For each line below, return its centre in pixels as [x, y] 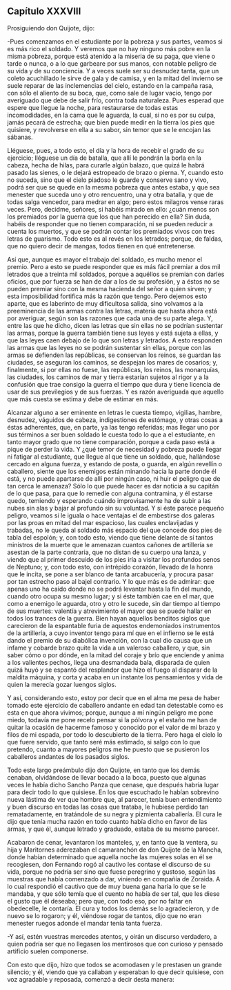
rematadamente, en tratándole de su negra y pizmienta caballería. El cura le [115, 814]
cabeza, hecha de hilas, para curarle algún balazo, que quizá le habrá [106, 165]
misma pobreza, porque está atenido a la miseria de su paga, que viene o [111, 56]
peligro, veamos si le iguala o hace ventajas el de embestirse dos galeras [111, 515]
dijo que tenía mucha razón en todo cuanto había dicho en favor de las [107, 821]
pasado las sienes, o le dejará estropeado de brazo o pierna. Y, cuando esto [115, 172]
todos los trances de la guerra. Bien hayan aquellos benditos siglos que [109, 618]
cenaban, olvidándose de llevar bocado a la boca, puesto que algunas [107, 777]
